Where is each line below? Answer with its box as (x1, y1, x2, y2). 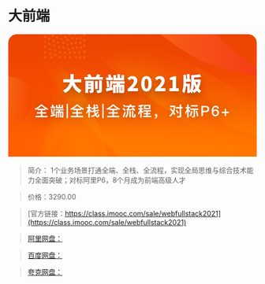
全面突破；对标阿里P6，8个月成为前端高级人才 (34, 175, 187, 185)
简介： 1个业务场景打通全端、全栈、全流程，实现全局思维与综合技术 (27, 166, 247, 175)
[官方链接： (27, 209, 65, 219)
